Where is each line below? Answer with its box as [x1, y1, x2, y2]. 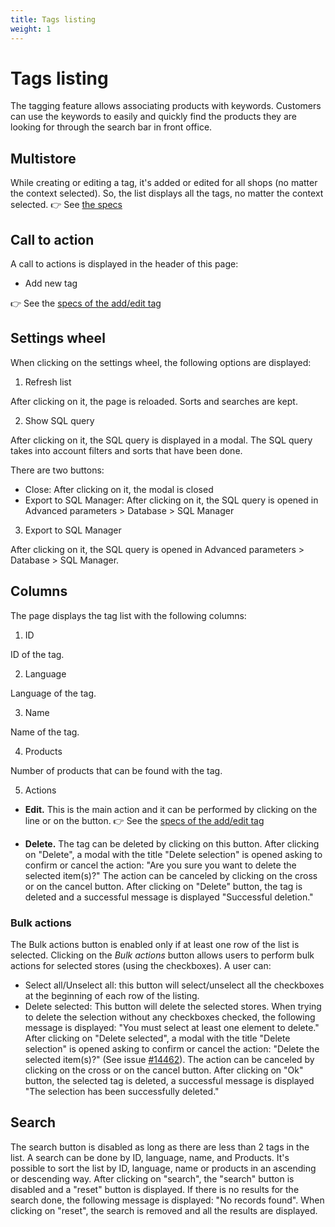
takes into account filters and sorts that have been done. [10, 444, 243, 456]
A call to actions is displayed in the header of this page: [10, 258, 239, 270]
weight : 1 [10, 24, 52, 34]
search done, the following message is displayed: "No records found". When [10, 1194, 325, 1206]
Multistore [10, 150, 77, 167]
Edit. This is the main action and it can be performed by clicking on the [24, 803, 318, 815]
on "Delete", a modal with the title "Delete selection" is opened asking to [24, 848, 323, 860]
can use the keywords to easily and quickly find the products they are [10, 111, 297, 123]
